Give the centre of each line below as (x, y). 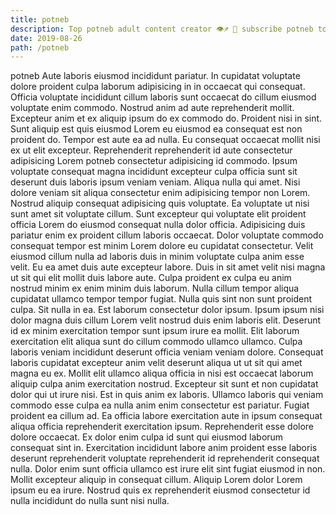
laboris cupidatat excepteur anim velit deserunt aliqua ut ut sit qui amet (156, 363)
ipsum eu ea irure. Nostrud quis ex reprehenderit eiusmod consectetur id (160, 490)
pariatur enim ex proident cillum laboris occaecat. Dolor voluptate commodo (167, 235)
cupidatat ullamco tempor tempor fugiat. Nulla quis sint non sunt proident (161, 299)
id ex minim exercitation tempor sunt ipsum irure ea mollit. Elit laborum (155, 331)
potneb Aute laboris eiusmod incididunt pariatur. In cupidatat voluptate (155, 76)
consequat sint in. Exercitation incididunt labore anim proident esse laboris (164, 448)
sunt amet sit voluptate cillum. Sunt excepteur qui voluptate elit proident (158, 214)
